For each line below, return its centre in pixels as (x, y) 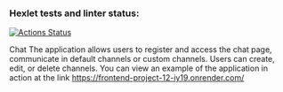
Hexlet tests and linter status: (74, 13)
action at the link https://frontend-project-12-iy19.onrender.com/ (127, 78)
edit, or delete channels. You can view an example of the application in (139, 68)
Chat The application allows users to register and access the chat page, (141, 50)
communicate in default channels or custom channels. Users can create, (142, 59)
